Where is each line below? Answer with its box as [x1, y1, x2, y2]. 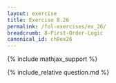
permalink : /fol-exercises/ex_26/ [7, 23, 107, 30]
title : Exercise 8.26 [7, 17, 70, 24]
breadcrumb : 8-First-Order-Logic [7, 29, 104, 37]
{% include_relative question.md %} [7, 68, 110, 77]
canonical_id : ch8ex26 [7, 36, 72, 43]
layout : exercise [7, 10, 57, 17]
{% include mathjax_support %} [7, 55, 98, 63]
